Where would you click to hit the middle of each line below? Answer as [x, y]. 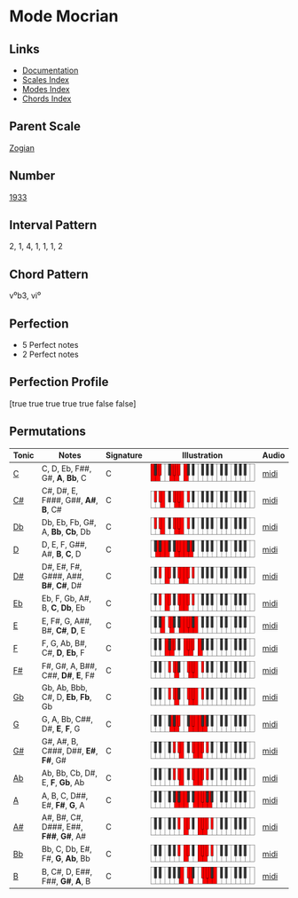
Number [32, 176]
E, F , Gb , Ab [63, 783]
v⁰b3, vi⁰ [25, 295]
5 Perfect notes [50, 345]
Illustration [202, 455]
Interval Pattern [53, 225]
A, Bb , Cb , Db [66, 532]
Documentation [50, 70]
